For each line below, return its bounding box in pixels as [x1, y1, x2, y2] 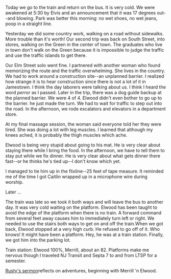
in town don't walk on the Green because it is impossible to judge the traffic [5, 47, 164, 53]
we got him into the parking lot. [5, 237, 71, 243]
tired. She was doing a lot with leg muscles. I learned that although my [5, 126, 153, 133]
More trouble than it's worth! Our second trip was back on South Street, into [5, 36, 165, 42]
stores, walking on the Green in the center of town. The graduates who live [5, 41, 162, 48]
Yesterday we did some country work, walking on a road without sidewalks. [5, 31, 164, 36]
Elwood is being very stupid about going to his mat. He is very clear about [5, 142, 161, 148]
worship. [5, 179, 24, 185]
